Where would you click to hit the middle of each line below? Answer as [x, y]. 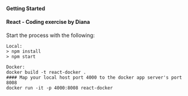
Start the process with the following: [51, 35]
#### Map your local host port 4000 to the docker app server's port [94, 78]
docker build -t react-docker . [46, 72]
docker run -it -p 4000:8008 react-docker [59, 88]
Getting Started [26, 8]
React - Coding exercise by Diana [48, 22]
